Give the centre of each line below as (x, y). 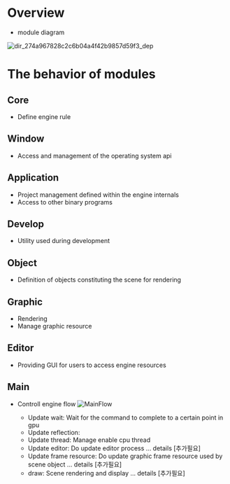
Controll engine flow (46, 403)
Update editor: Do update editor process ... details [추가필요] (114, 448)
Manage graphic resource (55, 326)
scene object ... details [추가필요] (75, 464)
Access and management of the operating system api (94, 155)
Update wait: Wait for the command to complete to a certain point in (125, 417)
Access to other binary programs (65, 202)
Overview (36, 13)
